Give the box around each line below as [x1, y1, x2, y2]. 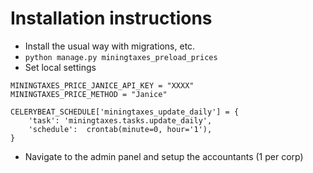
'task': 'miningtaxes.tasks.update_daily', [28, 115, 213, 126]
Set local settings [24, 61, 97, 73]
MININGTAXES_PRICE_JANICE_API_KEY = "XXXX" [10, 80, 195, 91]
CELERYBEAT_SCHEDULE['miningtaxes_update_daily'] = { [10, 107, 240, 117]
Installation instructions [10, 7, 213, 30]
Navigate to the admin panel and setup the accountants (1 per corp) [24, 150, 304, 162]
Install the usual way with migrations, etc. [24, 40, 196, 52]
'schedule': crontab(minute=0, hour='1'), [28, 124, 213, 134]
